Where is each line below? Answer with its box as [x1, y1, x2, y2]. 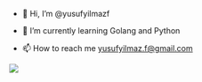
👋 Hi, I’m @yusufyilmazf [21, 9, 110, 19]
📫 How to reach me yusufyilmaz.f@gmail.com [21, 43, 193, 53]
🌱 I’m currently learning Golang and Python [21, 26, 181, 35]
